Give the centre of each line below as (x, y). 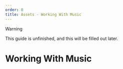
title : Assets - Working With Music (43, 14)
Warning (14, 28)
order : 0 (14, 10)
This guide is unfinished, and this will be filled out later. (62, 38)
